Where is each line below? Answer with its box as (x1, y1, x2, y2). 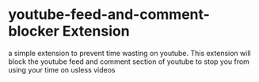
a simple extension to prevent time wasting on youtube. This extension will (8, 48, 251, 58)
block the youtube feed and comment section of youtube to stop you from (8, 57, 249, 66)
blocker (8, 22, 59, 40)
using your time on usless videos (8, 65, 116, 74)
